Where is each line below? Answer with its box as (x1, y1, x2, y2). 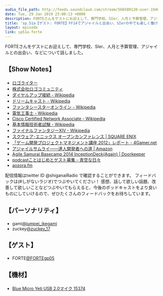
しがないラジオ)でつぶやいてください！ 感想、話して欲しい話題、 (21, 179, 152, 184)
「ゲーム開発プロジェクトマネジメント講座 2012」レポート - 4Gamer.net (12, 140, 157, 146)
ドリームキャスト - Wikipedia (12, 98, 70, 104)
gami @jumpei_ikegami (12, 220, 57, 226)
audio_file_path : (5, 7, 40, 12)
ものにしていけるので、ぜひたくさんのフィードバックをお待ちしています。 (5, 191, 153, 197)
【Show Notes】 (5, 65, 55, 73)
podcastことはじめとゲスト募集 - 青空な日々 (12, 157, 101, 163)
